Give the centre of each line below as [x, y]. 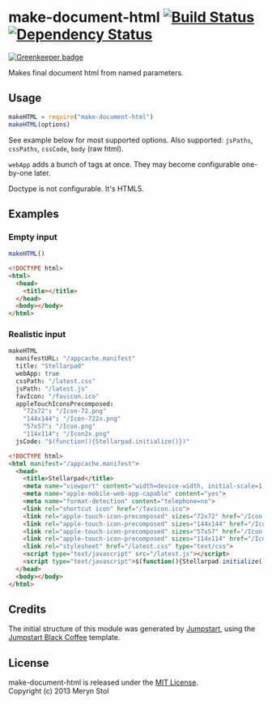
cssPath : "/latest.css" [55, 381]
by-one [20, 173]
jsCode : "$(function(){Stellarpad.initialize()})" [103, 442]
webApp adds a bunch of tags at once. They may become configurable [124, 164]
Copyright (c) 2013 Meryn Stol [59, 691]
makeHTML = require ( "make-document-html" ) [81, 117]
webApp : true [38, 374]
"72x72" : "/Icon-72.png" [65, 412]
